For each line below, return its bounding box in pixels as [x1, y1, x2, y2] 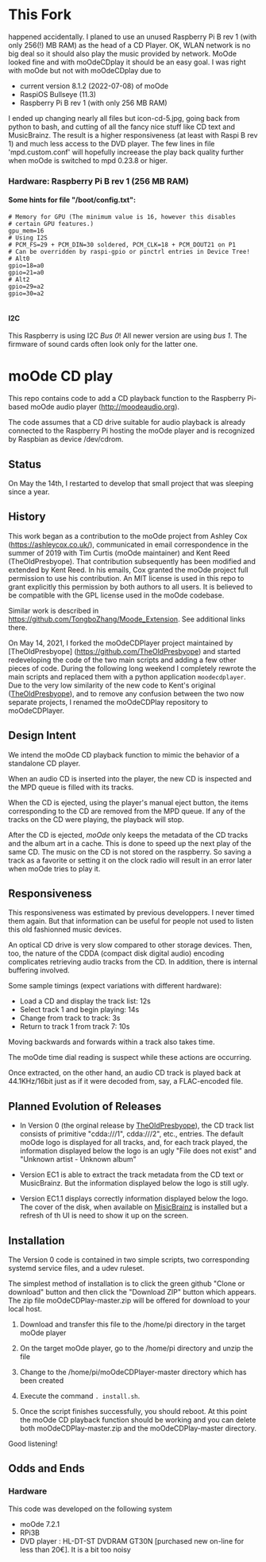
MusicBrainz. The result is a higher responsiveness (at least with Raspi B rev [8, 130, 258, 140]
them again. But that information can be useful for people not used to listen [8, 917, 254, 926]
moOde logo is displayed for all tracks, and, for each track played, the [19, 1138, 248, 1147]
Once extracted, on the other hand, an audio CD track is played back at [8, 1068, 241, 1077]
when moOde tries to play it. [8, 863, 101, 873]
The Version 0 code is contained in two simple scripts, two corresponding [8, 1255, 250, 1264]
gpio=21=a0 [8, 269, 44, 277]
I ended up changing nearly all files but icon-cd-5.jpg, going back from [8, 113, 241, 123]
